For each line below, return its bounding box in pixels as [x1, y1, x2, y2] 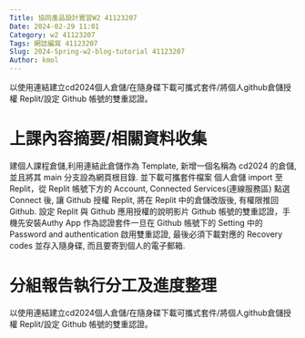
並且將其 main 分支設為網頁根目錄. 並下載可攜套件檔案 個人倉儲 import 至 [9, 171, 284, 182]
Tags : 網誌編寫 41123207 [9, 38, 98, 48]
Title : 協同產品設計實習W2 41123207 [9, 13, 137, 23]
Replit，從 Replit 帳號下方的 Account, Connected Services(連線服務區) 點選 [9, 183, 290, 194]
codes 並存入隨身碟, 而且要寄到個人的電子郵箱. [9, 240, 186, 251]
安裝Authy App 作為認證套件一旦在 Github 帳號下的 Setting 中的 [25, 217, 263, 228]
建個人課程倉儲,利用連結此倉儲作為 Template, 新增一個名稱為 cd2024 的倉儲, [9, 160, 297, 171]
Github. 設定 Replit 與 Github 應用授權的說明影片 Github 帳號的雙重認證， [9, 206, 283, 217]
